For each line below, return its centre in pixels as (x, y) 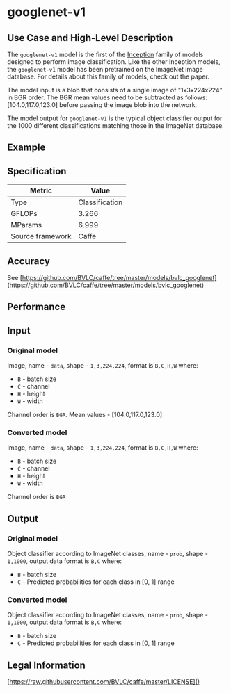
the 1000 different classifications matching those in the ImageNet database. (115, 125)
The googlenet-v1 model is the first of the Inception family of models (105, 54)
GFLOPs (24, 214)
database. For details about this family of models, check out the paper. (109, 76)
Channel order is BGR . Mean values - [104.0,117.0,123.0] (85, 415)
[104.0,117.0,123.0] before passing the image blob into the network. (102, 105)
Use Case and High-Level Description (90, 38)
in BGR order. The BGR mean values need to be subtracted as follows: (107, 97)
